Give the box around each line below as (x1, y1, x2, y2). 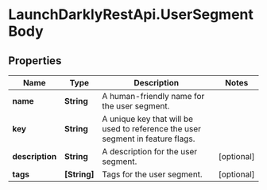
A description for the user (102, 146, 198, 157)
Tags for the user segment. (102, 169, 203, 180)
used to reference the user (102, 123, 201, 134)
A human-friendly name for (102, 91, 205, 101)
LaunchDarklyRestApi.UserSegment (8, 6, 254, 24)
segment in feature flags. (102, 133, 195, 144)
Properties (8, 54, 62, 67)
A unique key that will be (102, 113, 193, 124)
